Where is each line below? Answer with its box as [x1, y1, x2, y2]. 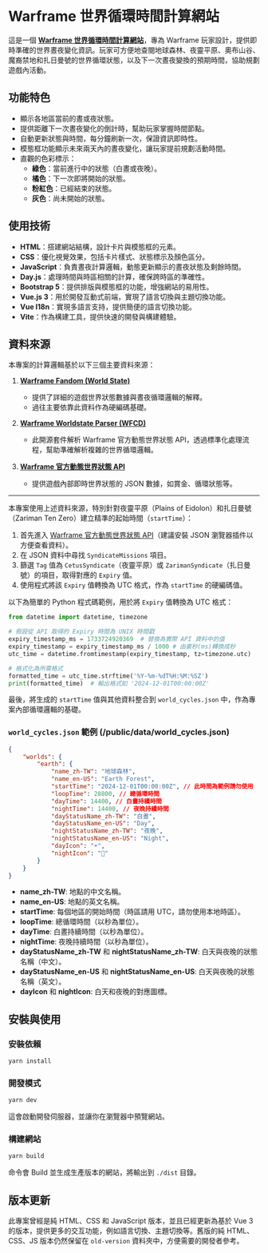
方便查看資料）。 [19, 540, 73, 550]
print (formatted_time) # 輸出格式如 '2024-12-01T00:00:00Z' [8, 679, 210, 687]
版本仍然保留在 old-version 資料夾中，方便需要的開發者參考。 [39, 1236, 244, 1246]
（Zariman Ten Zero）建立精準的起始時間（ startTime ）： [8, 513, 193, 523]
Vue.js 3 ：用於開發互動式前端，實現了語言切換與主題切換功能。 [19, 292, 230, 301]
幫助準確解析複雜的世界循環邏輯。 [45, 445, 158, 455]
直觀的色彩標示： [19, 153, 77, 163]
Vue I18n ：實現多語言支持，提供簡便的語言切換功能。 [19, 301, 197, 312]
